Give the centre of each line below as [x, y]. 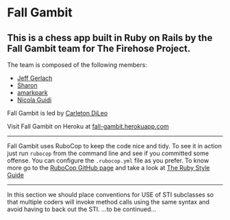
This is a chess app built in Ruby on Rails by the [110, 38]
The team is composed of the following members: [77, 65]
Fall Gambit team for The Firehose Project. [99, 48]
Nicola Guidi [34, 100]
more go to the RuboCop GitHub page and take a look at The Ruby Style [108, 168]
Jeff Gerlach [35, 78]
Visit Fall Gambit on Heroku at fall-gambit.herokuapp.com [88, 126]
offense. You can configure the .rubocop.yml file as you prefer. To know [108, 161]
